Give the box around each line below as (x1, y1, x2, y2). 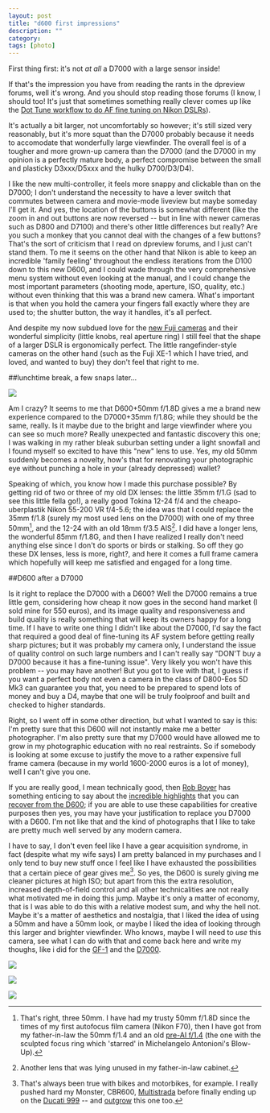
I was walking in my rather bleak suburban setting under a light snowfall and (8, 438, 261, 448)
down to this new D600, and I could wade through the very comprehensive (8, 265, 256, 275)
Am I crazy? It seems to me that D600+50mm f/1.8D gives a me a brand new (8, 403, 261, 413)
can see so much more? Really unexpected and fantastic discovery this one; (8, 429, 261, 439)
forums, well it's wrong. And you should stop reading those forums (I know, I (8, 88, 261, 97)
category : (8, 34, 42, 43)
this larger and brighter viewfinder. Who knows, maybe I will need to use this (8, 928, 262, 937)
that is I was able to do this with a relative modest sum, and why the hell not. (8, 902, 261, 912)
